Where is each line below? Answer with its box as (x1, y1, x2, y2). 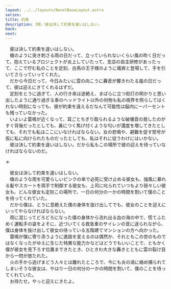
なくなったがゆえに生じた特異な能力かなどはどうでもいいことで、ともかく (9, 240, 166, 246)
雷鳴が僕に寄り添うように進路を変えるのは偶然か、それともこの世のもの (9, 233, 162, 239)
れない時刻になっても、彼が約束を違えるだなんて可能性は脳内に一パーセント (5, 103, 166, 109)
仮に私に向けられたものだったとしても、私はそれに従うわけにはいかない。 (5, 135, 162, 141)
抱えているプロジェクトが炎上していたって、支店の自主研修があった (14, 59, 157, 64)
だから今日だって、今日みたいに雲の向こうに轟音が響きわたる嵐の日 (9, 78, 153, 84)
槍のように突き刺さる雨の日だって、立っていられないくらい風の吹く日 (9, 52, 157, 58)
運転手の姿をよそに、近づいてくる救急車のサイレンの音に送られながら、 (14, 221, 166, 227)
